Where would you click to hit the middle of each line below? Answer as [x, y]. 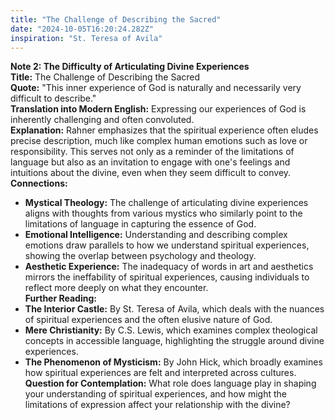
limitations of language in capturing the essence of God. [140, 224]
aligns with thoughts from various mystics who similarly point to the [163, 213]
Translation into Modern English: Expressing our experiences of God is [158, 109]
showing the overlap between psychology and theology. [140, 256]
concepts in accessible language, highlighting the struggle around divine [174, 341]
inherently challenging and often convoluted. [102, 120]
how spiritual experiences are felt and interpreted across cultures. [160, 373]
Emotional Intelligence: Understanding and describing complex [156, 235]
